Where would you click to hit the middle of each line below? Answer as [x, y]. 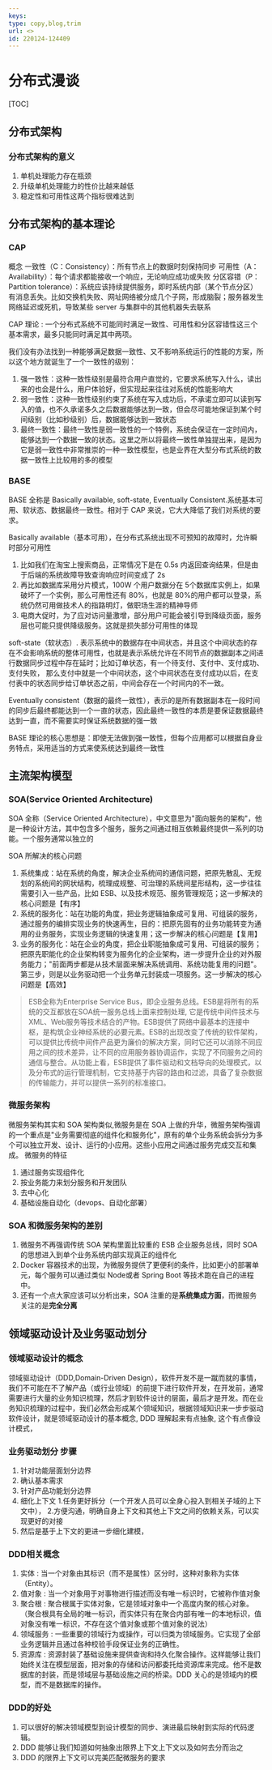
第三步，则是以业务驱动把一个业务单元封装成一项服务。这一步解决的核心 [140, 974]
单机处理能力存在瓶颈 [55, 176]
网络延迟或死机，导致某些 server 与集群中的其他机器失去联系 [110, 307]
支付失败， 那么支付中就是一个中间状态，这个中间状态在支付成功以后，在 [130, 672]
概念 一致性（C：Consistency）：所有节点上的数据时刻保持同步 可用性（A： [134, 266]
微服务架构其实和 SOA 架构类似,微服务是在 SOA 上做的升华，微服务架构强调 [134, 1124]
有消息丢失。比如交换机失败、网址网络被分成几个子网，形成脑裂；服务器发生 [136, 296]
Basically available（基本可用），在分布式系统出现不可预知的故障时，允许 [130, 537]
